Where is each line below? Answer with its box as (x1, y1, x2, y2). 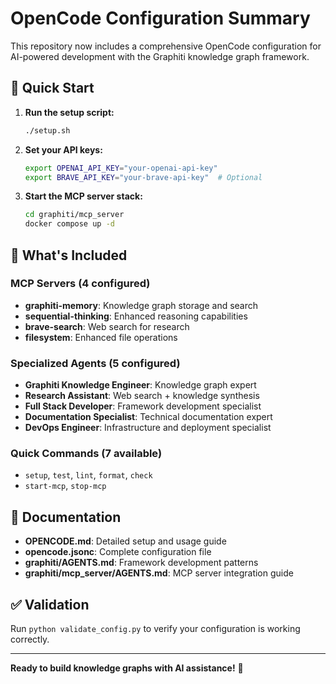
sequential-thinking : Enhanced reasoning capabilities (24, 310, 248, 322)
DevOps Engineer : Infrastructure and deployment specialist (24, 422, 272, 434)
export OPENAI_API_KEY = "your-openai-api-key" (24, 163, 218, 173)
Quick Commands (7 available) (10, 447, 163, 461)
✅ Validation (10, 596, 90, 613)
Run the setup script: (24, 106, 115, 118)
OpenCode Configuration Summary (10, 7, 311, 30)
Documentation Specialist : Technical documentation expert (24, 411, 273, 423)
